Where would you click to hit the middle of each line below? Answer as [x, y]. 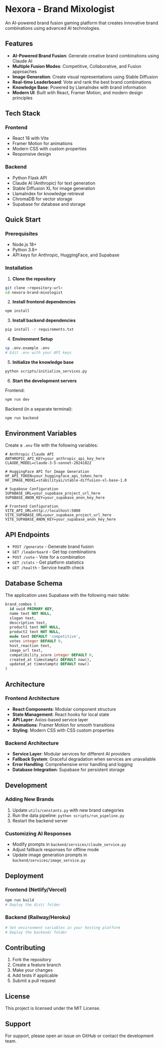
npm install [17, 311]
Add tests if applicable [35, 976]
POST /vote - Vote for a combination [49, 557]
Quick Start [23, 220]
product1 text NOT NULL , [35, 627]
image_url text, [26, 650]
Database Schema [34, 583]
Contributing [25, 948]
